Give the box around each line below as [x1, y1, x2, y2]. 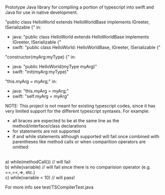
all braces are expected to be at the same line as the [12, 118, 119, 123]
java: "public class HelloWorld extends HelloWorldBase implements [12, 34, 150, 40]
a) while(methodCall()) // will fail [5, 159, 71, 165]
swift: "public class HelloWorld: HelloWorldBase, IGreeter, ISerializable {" [12, 45, 161, 50]
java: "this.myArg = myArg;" [12, 88, 69, 94]
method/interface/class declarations [12, 123, 87, 129]
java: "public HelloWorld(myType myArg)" [12, 64, 98, 69]
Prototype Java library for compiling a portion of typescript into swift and [5, 4, 154, 10]
